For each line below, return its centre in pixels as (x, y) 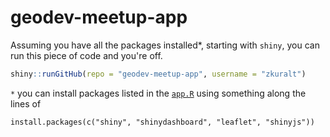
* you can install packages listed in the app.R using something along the (158, 93)
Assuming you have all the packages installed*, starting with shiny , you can (165, 45)
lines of (26, 103)
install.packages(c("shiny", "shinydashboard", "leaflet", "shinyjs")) (162, 122)
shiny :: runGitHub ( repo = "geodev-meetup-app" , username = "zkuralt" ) (158, 74)
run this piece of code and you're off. (86, 55)
